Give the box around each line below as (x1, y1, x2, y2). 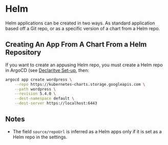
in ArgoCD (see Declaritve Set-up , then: (5, 67, 90, 73)
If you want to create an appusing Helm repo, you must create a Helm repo (5, 62, 163, 68)
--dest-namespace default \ (14, 96, 74, 101)
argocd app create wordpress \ (5, 77, 72, 82)
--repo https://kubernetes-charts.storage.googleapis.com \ (14, 82, 145, 87)
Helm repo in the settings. (12, 134, 68, 140)
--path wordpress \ (14, 86, 56, 92)
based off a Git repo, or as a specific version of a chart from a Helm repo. (5, 25, 160, 31)
